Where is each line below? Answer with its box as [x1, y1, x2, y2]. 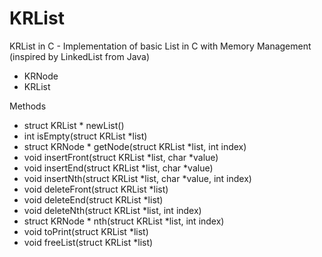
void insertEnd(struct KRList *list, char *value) [23, 162, 214, 174]
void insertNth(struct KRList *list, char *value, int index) [23, 172, 252, 184]
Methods [9, 100, 47, 112]
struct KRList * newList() [23, 119, 125, 131]
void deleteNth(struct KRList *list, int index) [23, 204, 202, 216]
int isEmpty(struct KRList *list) [23, 130, 148, 142]
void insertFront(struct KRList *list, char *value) [23, 151, 219, 163]
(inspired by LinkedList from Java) [9, 50, 151, 62]
